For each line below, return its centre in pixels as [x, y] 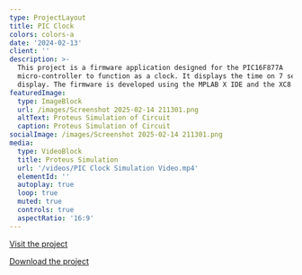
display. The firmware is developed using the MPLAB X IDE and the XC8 [155, 84]
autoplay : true [46, 185]
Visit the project [39, 244]
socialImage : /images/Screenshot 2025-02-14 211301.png [116, 135]
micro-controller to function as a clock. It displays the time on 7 [150, 76]
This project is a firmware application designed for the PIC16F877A [150, 68]
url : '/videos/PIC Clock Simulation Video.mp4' [108, 168]
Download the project [49, 261]
